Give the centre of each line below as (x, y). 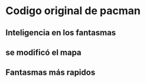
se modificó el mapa (43, 52)
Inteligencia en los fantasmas (61, 33)
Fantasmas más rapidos (51, 73)
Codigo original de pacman (73, 11)
